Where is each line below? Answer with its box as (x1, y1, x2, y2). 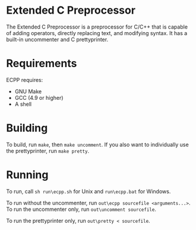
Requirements (6, 57, 77, 70)
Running (6, 168, 49, 181)
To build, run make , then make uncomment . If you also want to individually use (6, 141, 189, 148)
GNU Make (14, 87, 42, 95)
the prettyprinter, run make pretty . (6, 147, 90, 155)
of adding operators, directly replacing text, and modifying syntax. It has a (6, 29, 188, 36)
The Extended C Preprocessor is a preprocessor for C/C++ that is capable (6, 23, 188, 30)
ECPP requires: (6, 76, 43, 83)
